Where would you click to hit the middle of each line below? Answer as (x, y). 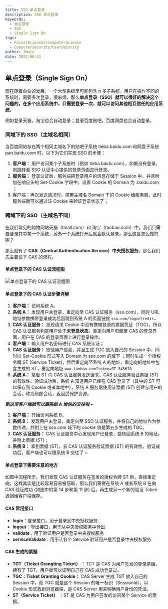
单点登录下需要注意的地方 (31, 465)
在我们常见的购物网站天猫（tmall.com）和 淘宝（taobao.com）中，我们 (78, 227)
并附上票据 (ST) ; (30, 440)
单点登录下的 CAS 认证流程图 (35, 269)
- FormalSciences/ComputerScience (45, 43)
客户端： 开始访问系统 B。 (39, 415)
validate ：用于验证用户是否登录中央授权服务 (58, 533)
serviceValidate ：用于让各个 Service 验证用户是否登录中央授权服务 (82, 539)
